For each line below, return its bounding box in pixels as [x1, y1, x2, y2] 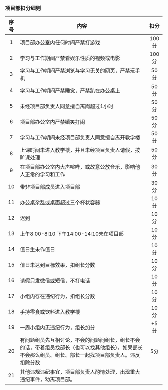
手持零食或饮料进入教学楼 [20, 309, 81, 316]
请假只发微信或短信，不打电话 [20, 277, 91, 284]
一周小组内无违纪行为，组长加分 [20, 324, 96, 331]
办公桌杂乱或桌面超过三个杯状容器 [20, 199, 101, 206]
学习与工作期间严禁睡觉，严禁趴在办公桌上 [20, 87, 121, 94]
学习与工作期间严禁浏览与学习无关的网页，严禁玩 [20, 67, 136, 74]
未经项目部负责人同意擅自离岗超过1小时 [20, 103, 114, 110]
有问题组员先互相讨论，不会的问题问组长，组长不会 [20, 337, 141, 344]
